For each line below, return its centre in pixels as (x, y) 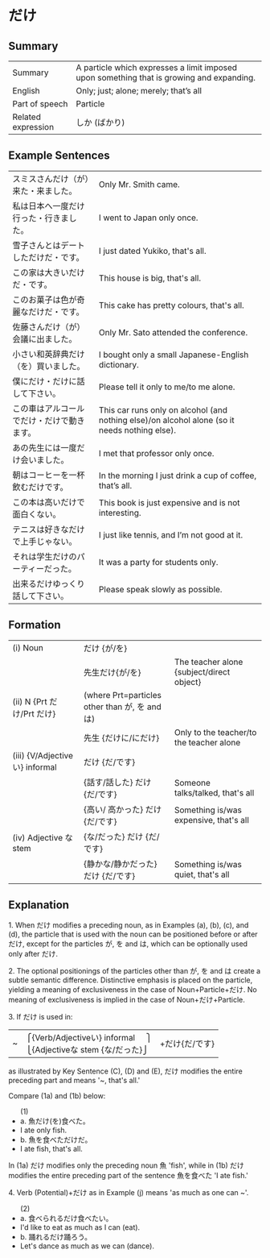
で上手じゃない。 (45, 542)
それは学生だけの (45, 556)
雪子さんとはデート (49, 245)
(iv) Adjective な (43, 837)
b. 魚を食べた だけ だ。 (56, 1140)
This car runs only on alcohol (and (163, 409)
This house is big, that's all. (150, 278)
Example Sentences (59, 156)
